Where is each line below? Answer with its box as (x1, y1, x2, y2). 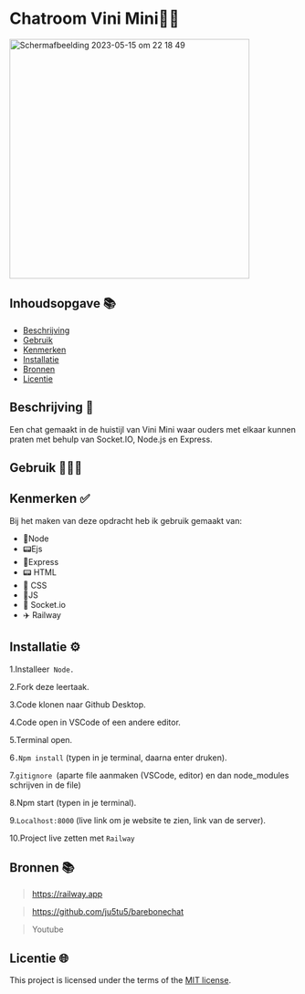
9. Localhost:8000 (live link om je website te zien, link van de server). (9, 814, 267, 825)
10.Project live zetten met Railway (9, 832, 135, 843)
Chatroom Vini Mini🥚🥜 (9, 8, 180, 29)
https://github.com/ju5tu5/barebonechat (31, 906, 184, 917)
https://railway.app (31, 889, 103, 900)
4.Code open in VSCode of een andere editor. (9, 717, 181, 727)
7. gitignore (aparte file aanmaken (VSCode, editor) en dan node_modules (9, 769, 289, 780)
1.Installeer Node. (9, 664, 75, 675)
